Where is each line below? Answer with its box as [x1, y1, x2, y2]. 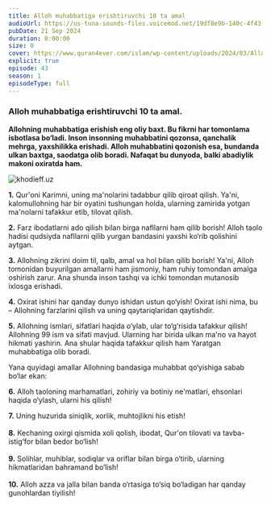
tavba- [223, 428, 245, 437]
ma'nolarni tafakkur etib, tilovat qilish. [8, 207, 133, 216]
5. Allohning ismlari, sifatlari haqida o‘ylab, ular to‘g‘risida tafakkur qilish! [8, 320, 248, 331]
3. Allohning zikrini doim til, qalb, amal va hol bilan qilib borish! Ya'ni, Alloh [8, 255, 254, 265]
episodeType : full [8, 79, 70, 87]
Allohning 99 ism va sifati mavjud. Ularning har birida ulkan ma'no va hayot [8, 329, 256, 339]
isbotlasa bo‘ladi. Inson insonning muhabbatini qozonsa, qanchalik [8, 132, 236, 142]
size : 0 [8, 42, 35, 50]
